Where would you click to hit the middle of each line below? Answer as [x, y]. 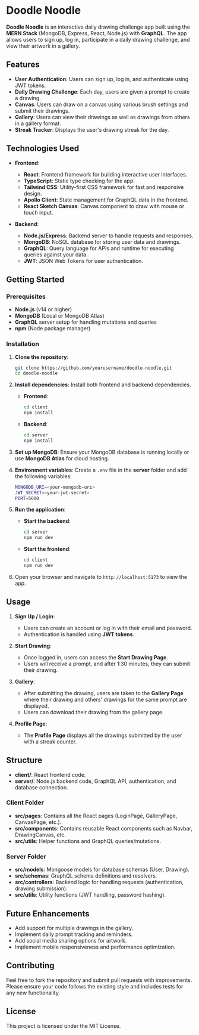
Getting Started [35, 279]
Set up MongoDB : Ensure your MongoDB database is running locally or [102, 452]
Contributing [30, 966]
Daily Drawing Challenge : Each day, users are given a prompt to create [102, 92]
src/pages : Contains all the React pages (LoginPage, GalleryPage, [96, 816]
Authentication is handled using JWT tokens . [79, 634]
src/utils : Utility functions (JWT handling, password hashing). [90, 895]
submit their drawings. [42, 110]
